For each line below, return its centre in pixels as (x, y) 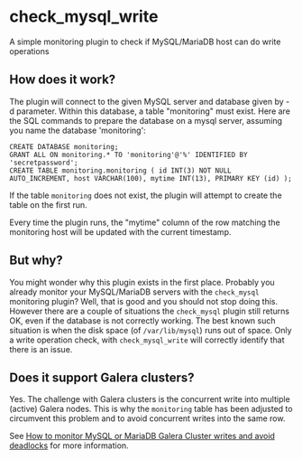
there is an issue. (41, 349)
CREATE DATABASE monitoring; (64, 146)
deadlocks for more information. (69, 445)
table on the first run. (48, 204)
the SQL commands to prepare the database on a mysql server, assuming (146, 120)
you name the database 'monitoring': (78, 130)
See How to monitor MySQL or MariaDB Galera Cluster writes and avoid (142, 436)
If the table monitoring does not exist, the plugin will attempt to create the (146, 195)
